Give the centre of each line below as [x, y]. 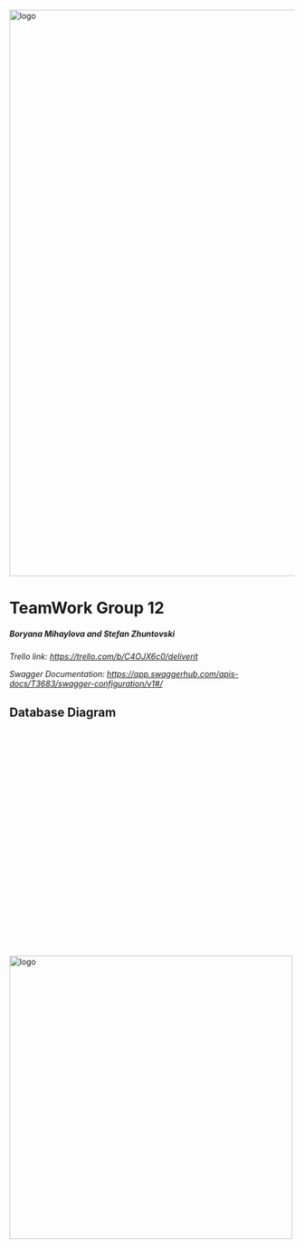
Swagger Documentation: [57, 674]
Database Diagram [63, 712]
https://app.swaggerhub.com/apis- [173, 674]
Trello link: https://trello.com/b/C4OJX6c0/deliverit [104, 657]
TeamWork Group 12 [87, 608]
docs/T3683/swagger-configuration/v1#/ [86, 684]
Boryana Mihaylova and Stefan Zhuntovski [92, 634]
